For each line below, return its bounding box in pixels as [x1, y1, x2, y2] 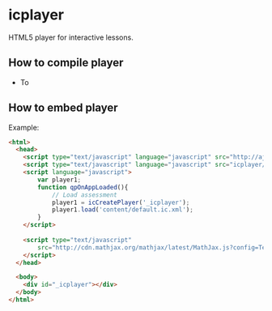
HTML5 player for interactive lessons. [8, 32, 134, 42]
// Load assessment [51, 190, 117, 199]
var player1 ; [37, 176, 82, 184]
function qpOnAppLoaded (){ [37, 183, 129, 191]
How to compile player [8, 56, 124, 70]
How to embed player [8, 101, 119, 115]
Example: [8, 122, 40, 132]
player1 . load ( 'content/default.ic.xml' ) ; [51, 206, 194, 214]
